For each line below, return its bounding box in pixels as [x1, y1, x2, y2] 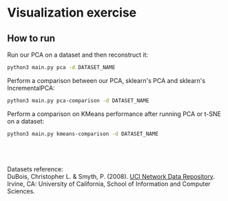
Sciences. [7, 186, 36, 195]
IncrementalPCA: [7, 84, 55, 92]
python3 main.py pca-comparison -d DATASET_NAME [7, 97, 149, 104]
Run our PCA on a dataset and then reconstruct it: [7, 50, 149, 59]
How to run [7, 32, 56, 44]
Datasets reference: [7, 164, 63, 173]
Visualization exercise [7, 5, 137, 21]
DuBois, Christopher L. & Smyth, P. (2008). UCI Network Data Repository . [7, 172, 216, 180]
